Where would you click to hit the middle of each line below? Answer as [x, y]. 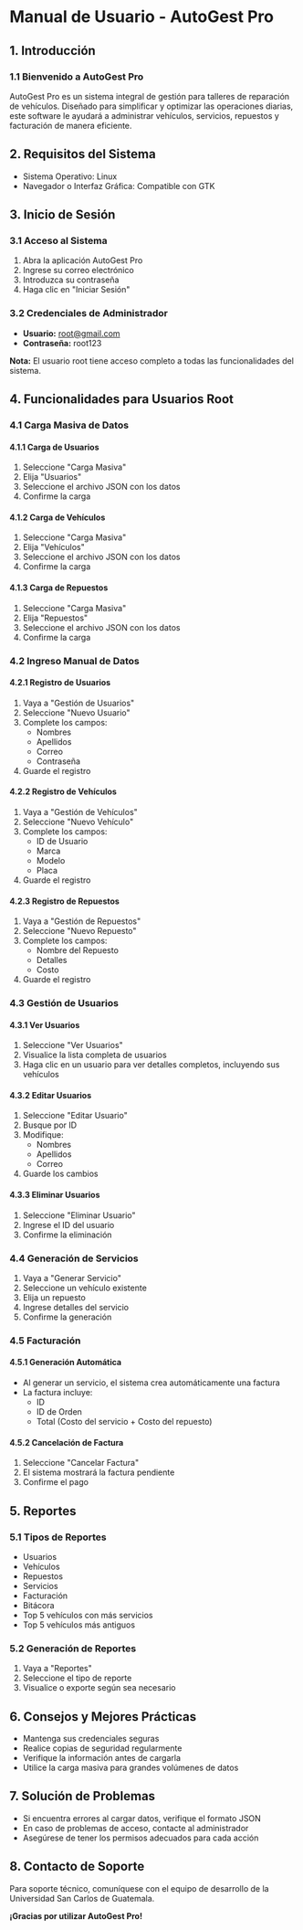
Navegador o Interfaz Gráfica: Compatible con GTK [119, 186]
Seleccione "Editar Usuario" [75, 1116]
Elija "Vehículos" [53, 547]
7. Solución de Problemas [83, 1796]
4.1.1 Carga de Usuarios [54, 447]
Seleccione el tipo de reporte [77, 1678]
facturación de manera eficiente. [71, 125]
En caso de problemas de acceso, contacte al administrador [136, 1828]
